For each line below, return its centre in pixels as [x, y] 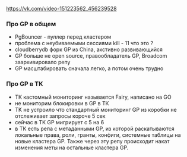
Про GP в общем [31, 24]
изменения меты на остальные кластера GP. [72, 147]
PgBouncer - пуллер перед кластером [63, 37]
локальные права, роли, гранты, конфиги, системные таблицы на [98, 135]
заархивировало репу [42, 62]
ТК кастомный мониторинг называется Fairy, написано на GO [93, 97]
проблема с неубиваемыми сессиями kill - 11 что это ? [84, 43]
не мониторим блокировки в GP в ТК [62, 103]
